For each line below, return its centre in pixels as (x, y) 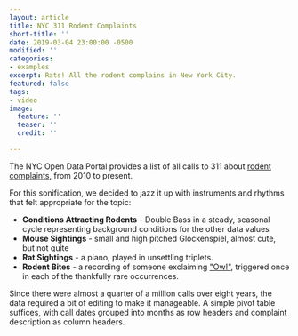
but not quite (45, 248)
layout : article (39, 17)
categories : (31, 59)
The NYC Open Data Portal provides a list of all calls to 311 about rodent (140, 166)
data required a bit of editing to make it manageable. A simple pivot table (142, 302)
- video (24, 100)
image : (21, 108)
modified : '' (33, 51)
